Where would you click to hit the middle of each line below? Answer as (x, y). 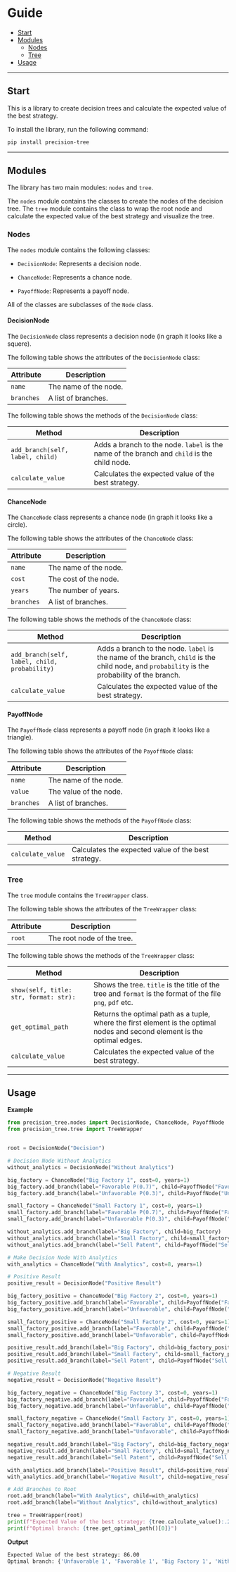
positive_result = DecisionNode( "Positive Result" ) (84, 1283)
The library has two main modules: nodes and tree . (80, 187)
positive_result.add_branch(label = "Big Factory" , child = (92, 1348)
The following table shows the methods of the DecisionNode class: (103, 415)
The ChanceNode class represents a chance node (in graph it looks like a (110, 517)
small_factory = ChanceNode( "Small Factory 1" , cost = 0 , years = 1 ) (105, 1206)
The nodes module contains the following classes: (79, 250)
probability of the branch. (139, 675)
